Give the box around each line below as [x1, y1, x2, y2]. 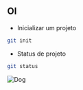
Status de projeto [16, 49, 67, 58]
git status [7, 63, 38, 69]
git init [7, 37, 32, 44]
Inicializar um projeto [16, 23, 77, 32]
